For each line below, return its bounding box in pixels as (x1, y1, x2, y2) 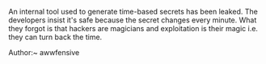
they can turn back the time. (8, 32, 103, 42)
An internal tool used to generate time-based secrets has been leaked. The (8, 7, 259, 16)
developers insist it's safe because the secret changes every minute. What (8, 15, 257, 25)
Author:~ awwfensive (8, 48, 80, 57)
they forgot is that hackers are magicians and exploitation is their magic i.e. (8, 24, 259, 33)
